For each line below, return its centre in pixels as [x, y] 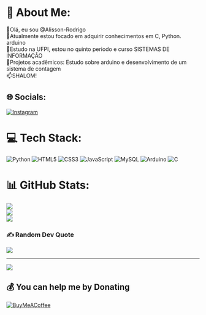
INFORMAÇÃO [25, 55]
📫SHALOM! [22, 76]
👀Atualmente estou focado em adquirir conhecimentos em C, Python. [94, 36]
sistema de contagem [34, 68]
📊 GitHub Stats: [48, 185]
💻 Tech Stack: [44, 138]
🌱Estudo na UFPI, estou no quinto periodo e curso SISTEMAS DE [88, 49]
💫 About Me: [39, 13]
